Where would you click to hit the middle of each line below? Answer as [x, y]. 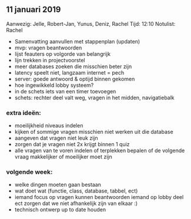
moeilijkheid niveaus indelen [49, 126]
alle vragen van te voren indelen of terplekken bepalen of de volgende [100, 151]
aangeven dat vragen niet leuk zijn [56, 138]
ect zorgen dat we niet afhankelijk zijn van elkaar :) [76, 203]
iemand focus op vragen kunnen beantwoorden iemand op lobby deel [99, 197]
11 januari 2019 [33, 10]
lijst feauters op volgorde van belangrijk [62, 54]
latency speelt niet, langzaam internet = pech [69, 72]
